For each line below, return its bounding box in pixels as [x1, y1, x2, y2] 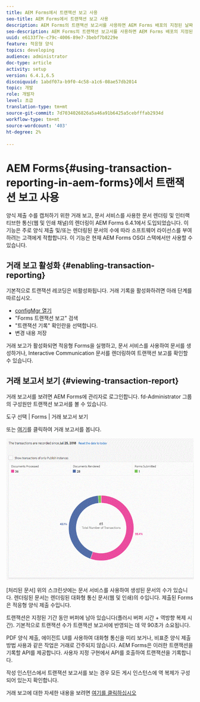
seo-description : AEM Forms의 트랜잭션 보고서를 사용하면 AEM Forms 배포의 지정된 [6, 29, 193, 35]
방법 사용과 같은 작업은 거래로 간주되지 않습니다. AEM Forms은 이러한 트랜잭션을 [6, 641, 193, 648]
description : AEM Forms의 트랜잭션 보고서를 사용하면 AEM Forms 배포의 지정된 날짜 [6, 22, 193, 28]
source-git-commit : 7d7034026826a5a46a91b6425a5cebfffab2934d [6, 110, 164, 116]
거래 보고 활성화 [6, 261, 61, 271]
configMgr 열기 [14, 307, 52, 314]
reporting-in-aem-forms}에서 [6, 176, 154, 190]
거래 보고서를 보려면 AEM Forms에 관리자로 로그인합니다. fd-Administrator [6, 393, 182, 400]
